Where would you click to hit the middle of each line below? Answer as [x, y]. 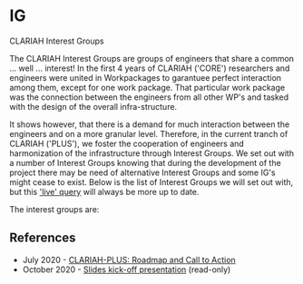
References [43, 238]
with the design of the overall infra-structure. [93, 106]
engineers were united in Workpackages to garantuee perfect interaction [146, 77]
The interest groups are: [54, 209]
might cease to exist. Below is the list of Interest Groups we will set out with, [151, 181]
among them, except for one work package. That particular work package [147, 87]
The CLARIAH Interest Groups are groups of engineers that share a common [152, 58]
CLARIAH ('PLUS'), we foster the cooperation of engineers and [127, 143]
